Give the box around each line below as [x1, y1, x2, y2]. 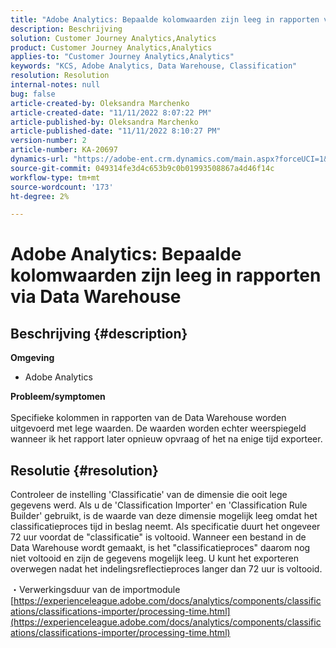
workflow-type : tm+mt [10, 172, 101, 183]
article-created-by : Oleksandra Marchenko [10, 98, 190, 108]
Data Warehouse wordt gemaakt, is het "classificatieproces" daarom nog [10, 542, 311, 554]
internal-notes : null [10, 80, 101, 90]
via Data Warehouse [10, 286, 182, 308]
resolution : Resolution [10, 71, 110, 81]
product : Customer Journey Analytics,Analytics [10, 42, 213, 53]
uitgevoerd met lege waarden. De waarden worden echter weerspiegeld [10, 422, 307, 435]
